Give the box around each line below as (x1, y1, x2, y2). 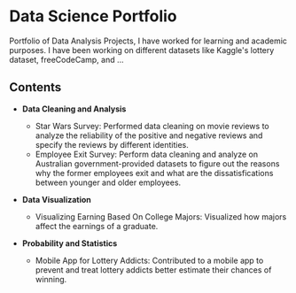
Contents (9, 80, 62, 95)
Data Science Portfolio (9, 6, 177, 27)
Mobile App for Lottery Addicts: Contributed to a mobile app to (35, 255, 264, 266)
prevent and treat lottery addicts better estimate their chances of (35, 264, 272, 275)
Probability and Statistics (21, 237, 118, 249)
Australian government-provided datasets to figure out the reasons (35, 158, 280, 169)
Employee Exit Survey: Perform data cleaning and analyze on (35, 149, 259, 159)
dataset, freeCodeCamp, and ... (9, 54, 124, 65)
